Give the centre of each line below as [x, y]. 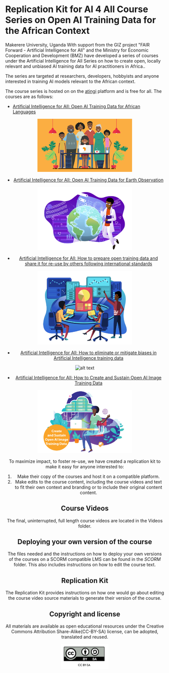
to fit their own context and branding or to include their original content [89, 487]
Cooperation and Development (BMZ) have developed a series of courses [82, 55]
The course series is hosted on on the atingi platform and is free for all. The [84, 91]
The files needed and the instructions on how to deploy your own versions [85, 554]
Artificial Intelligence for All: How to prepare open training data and [89, 258]
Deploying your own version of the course [85, 542]
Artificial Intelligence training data [89, 358]
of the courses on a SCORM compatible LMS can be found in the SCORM [85, 559]
